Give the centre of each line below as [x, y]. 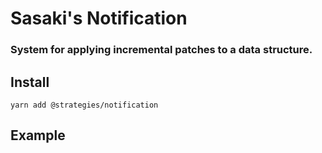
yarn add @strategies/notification [84, 105]
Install [30, 82]
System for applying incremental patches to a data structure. [161, 50]
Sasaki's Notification [99, 18]
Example [38, 135]
